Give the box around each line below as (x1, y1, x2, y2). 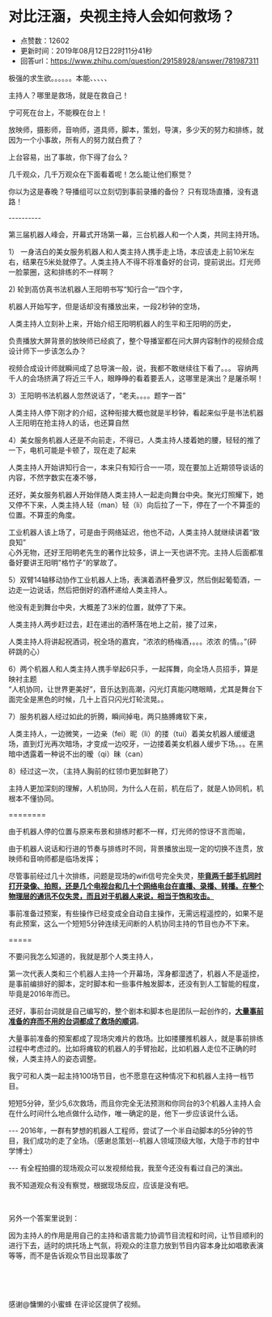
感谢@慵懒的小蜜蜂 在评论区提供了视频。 (8, 1299, 146, 1309)
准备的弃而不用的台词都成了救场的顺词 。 (8, 1016, 143, 1025)
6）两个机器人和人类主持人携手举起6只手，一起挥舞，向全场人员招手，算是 (8, 663, 259, 673)
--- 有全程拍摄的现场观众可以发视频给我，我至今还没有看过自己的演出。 (8, 1163, 248, 1173)
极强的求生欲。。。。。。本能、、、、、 (8, 73, 112, 83)
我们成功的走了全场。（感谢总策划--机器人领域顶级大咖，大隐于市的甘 (22, 1136, 253, 1145)
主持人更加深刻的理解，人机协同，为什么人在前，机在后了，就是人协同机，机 (8, 783, 264, 793)
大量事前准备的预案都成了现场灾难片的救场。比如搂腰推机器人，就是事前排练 (8, 1034, 264, 1043)
